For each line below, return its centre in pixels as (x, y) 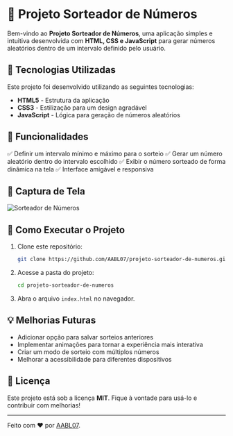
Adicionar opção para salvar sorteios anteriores (85, 337)
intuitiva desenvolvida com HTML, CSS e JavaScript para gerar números (111, 40)
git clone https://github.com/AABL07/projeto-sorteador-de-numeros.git (123, 260)
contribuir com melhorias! (44, 405)
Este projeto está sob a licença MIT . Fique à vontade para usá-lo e (102, 398)
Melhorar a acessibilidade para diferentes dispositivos (94, 359)
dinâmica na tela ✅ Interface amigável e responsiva (80, 169)
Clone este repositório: (50, 246)
